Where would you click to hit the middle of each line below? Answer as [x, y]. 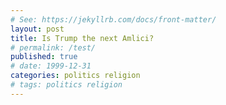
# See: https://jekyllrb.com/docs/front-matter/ [113, 19]
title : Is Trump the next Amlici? [82, 38]
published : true [44, 57]
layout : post [37, 29]
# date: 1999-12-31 [51, 66]
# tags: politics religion [66, 85]
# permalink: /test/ [53, 47]
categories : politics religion [75, 76]
